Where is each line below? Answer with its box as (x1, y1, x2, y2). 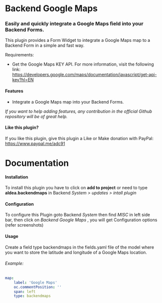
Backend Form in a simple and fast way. (5, 42, 85, 49)
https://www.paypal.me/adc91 (5, 141, 65, 146)
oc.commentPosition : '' (14, 285, 62, 289)
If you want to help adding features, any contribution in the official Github (5, 108, 152, 114)
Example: (5, 261, 24, 267)
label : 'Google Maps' (14, 280, 57, 285)
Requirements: (5, 52, 34, 58)
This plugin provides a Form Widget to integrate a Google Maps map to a (5, 37, 150, 43)
